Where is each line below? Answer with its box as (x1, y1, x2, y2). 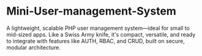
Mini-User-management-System (6, 4, 176, 18)
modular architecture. (6, 44, 61, 51)
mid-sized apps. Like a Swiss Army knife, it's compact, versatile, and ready (6, 30, 196, 38)
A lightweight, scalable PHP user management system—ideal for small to (6, 24, 190, 32)
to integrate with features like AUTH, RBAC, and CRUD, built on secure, (6, 37, 185, 44)
